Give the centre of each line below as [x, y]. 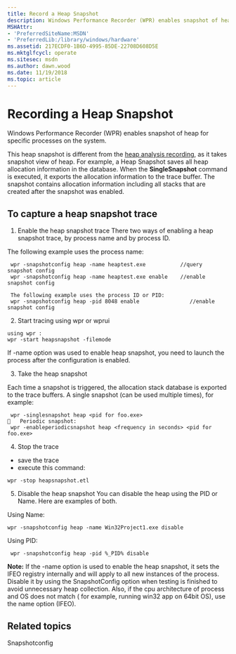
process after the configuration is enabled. [69, 360]
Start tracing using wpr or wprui [64, 321]
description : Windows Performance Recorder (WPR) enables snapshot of [113, 20]
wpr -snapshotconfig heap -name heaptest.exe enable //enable [108, 277]
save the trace [38, 460]
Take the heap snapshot [52, 374]
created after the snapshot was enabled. [66, 192]
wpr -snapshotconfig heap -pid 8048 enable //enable [113, 302]
